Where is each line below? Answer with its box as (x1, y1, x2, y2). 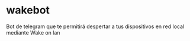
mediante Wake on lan (6, 29, 60, 36)
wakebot (6, 4, 50, 17)
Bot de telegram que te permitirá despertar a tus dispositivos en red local (6, 23, 185, 30)
